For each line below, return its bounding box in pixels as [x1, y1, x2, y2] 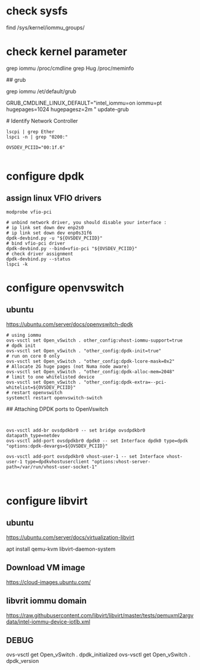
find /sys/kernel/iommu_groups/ [6, 24, 85, 31]
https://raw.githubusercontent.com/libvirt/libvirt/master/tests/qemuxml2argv [6, 611, 194, 619]
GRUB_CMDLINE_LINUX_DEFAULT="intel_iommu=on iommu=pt [6, 99, 162, 106]
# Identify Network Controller [6, 117, 78, 124]
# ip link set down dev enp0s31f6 [6, 230, 93, 236]
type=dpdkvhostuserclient [24, 459, 90, 465]
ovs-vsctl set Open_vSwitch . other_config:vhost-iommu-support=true [6, 337, 183, 343]
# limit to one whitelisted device [6, 374, 95, 380]
